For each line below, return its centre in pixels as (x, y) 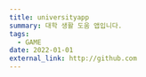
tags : (19, 34)
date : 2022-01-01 (41, 50)
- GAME (29, 42)
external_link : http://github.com (73, 58)
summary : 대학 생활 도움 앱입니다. (66, 26)
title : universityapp (49, 17)
